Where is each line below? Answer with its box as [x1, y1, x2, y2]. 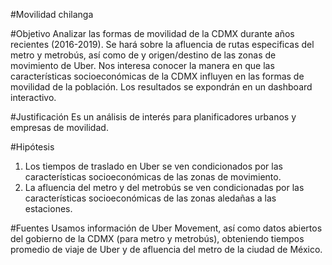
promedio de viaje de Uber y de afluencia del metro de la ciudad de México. [10, 244, 323, 255]
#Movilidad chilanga [10, 9, 94, 20]
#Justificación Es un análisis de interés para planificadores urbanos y [10, 111, 297, 123]
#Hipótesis [10, 141, 55, 153]
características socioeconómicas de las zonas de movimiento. [24, 171, 282, 183]
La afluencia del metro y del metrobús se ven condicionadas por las [24, 182, 305, 193]
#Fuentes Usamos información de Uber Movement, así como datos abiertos [10, 222, 323, 234]
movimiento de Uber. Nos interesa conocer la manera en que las [10, 60, 275, 71]
